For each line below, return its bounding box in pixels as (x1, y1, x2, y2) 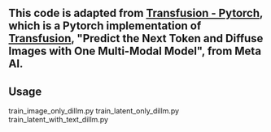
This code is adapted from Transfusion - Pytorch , (8, 6, 263, 20)
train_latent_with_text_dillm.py (8, 115, 108, 125)
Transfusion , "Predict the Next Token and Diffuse (8, 32, 264, 45)
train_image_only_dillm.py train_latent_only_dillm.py (8, 106, 180, 116)
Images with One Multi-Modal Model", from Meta (8, 45, 262, 58)
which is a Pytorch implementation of (8, 19, 202, 33)
